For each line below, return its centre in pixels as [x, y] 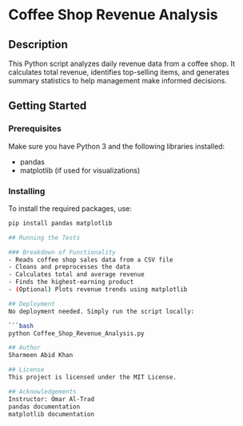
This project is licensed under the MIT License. [93, 377]
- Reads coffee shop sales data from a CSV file [91, 260]
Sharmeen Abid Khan [41, 355]
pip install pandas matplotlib [60, 223]
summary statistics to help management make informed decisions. [118, 81]
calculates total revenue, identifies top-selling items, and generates [119, 72]
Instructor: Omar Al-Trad [51, 399]
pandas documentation [44, 407]
